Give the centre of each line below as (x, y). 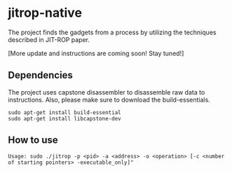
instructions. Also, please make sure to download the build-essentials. (109, 99)
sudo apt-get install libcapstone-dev (64, 118)
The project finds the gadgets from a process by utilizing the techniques (112, 32)
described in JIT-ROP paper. (49, 39)
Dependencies (40, 75)
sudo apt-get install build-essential (64, 112)
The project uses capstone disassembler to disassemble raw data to (107, 92)
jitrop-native (45, 13)
